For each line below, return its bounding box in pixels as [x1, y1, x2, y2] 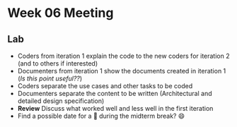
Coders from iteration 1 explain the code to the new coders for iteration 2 [17, 52, 230, 60]
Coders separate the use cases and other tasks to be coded [17, 82, 193, 90]
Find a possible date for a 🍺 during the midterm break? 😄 [17, 111, 185, 120]
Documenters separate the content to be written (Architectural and [17, 90, 212, 97]
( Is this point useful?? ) [17, 74, 83, 83]
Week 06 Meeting [7, 5, 114, 21]
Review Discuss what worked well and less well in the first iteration [17, 104, 214, 112]
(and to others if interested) [17, 59, 98, 68]
